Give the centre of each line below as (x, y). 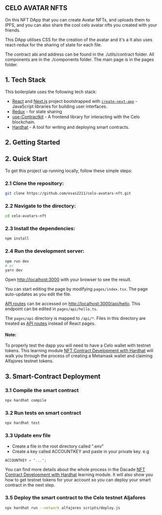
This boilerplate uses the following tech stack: (51, 92)
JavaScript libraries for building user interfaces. (60, 106)
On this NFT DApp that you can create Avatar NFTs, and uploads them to (78, 20)
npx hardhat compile (26, 400)
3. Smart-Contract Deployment (53, 376)
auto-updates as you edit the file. (38, 294)
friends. (13, 30)
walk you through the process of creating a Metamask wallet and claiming (79, 356)
